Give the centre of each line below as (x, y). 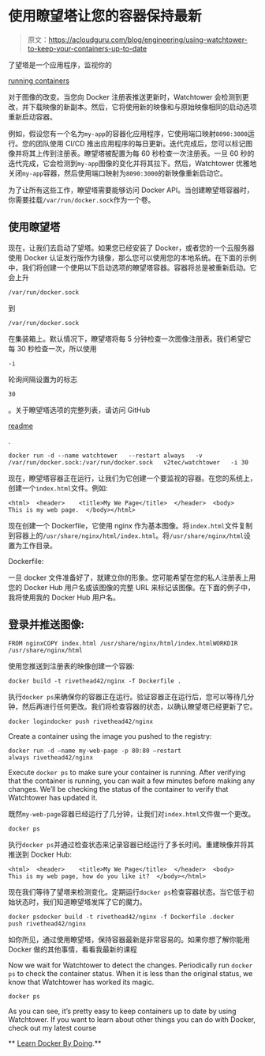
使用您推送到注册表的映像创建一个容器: (72, 666)
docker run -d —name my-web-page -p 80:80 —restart (95, 751)
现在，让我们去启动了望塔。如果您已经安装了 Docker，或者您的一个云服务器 (131, 248)
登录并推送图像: (47, 625)
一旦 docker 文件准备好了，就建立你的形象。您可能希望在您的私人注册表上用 (132, 577)
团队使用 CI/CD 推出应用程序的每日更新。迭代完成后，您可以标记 (140, 143)
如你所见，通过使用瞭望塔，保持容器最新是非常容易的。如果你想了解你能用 (129, 939)
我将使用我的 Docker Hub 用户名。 (64, 597)
